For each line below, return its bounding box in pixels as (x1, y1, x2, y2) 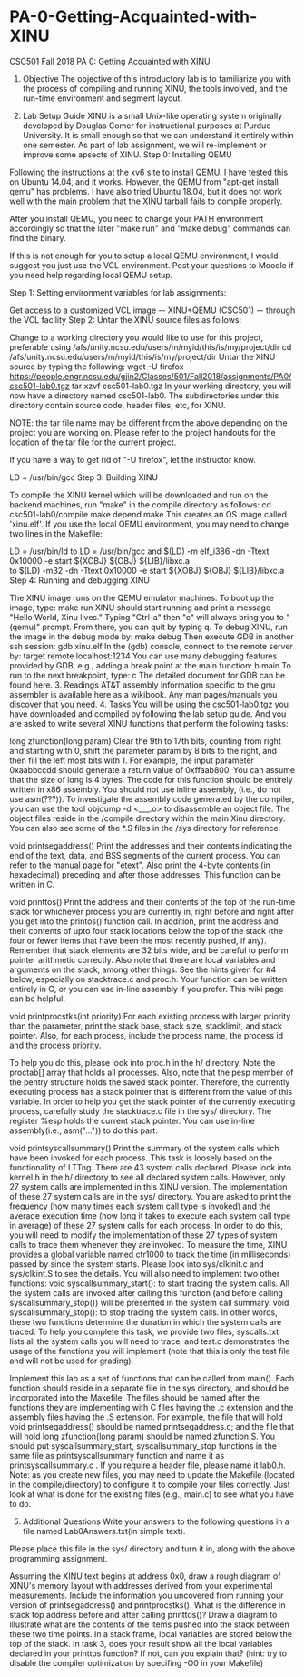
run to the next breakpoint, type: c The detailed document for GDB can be (9, 669, 286, 680)
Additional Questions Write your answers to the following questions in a (22, 1516, 290, 1527)
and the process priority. (9, 1039, 102, 1050)
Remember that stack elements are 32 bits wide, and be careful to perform (9, 944, 289, 956)
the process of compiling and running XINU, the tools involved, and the (22, 83, 288, 94)
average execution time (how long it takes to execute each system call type (9, 1210, 291, 1220)
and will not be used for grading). (9, 1355, 134, 1366)
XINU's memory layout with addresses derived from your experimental (9, 1580, 273, 1591)
